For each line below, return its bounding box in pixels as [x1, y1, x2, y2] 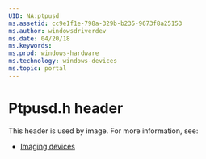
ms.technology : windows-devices [8, 57, 117, 65]
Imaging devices [19, 141, 75, 151]
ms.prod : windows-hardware [8, 49, 99, 57]
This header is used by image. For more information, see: [8, 126, 199, 136]
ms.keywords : [8, 42, 53, 50]
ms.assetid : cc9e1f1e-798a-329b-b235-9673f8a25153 [8, 19, 183, 27]
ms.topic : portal [8, 65, 67, 73]
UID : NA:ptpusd [8, 11, 60, 20]
